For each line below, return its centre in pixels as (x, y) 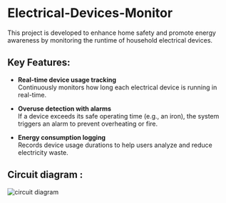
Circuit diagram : (45, 175)
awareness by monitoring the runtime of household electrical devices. (110, 40)
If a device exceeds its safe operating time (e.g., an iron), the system (118, 116)
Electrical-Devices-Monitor (90, 13)
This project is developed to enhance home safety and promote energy (112, 33)
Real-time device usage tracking (67, 79)
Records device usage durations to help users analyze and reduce (115, 145)
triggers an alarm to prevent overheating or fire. (88, 124)
